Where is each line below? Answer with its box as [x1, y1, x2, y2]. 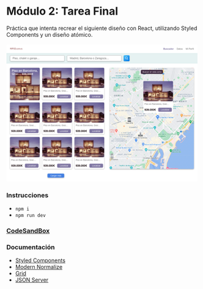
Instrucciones [6, 191, 49, 199]
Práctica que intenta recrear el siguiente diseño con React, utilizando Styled [6, 24, 197, 32]
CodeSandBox [6, 227, 50, 235]
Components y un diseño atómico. [6, 31, 93, 38]
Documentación [6, 243, 55, 251]
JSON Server [15, 276, 49, 284]
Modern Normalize [15, 263, 63, 271]
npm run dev [15, 213, 46, 219]
